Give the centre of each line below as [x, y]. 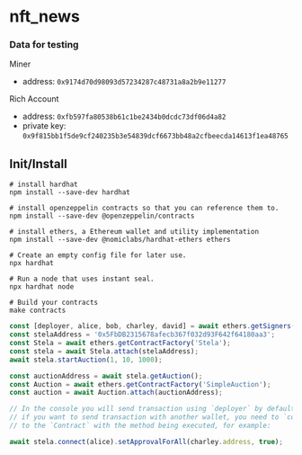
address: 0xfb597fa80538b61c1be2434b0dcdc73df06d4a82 [124, 116]
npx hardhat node [42, 287]
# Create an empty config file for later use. [98, 255]
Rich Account [34, 99]
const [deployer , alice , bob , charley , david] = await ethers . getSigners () [154, 326]
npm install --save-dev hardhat [70, 192]
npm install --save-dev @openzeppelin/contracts [102, 216]
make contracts [38, 311]
